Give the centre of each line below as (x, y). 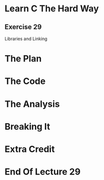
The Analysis (32, 104)
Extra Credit (30, 149)
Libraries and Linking (26, 39)
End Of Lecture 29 (43, 172)
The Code (25, 81)
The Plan (23, 59)
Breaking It (27, 126)
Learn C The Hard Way (52, 9)
